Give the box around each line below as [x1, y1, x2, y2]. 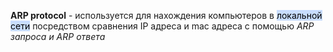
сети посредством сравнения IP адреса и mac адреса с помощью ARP [10, 20, 315, 32]
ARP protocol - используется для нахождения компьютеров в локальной [10, 10, 323, 21]
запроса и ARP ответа [10, 31, 106, 42]
